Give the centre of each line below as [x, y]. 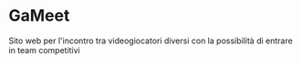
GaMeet [39, 16]
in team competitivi [44, 50]
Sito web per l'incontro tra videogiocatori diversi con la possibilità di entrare [151, 41]
